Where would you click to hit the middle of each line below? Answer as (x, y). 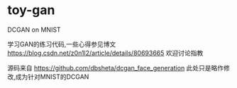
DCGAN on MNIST (34, 30)
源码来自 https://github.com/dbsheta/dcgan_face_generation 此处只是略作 (116, 68)
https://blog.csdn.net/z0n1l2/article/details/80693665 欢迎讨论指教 (105, 53)
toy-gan (31, 10)
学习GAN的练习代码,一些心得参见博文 (62, 44)
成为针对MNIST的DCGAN (52, 77)
